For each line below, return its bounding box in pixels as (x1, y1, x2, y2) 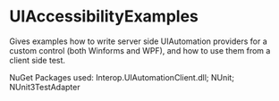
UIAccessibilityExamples (9, 6, 199, 27)
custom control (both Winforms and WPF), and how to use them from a (9, 45, 271, 55)
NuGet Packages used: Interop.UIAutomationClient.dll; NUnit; (9, 72, 235, 82)
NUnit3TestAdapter (9, 81, 80, 92)
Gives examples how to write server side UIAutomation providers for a (9, 36, 268, 46)
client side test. (9, 55, 65, 65)
